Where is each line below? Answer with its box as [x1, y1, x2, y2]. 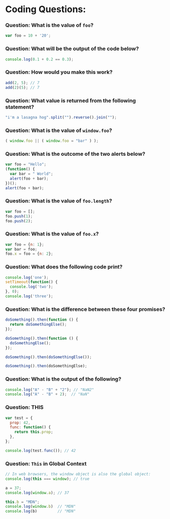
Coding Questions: [5, 4, 86, 15]
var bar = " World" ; [10, 171, 53, 176]
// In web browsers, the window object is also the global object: [5, 472, 151, 477]
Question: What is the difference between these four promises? [5, 305, 165, 313]
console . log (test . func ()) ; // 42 [5, 448, 76, 453]
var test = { [5, 415, 33, 421]
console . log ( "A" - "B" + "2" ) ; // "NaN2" [5, 387, 94, 392]
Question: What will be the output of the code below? [5, 45, 139, 52]
